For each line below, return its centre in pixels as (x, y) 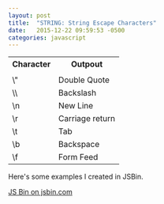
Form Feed (78, 157)
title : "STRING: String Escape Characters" (82, 23)
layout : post (30, 15)
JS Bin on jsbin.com (40, 192)
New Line (76, 106)
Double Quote (84, 80)
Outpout (87, 64)
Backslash (77, 93)
